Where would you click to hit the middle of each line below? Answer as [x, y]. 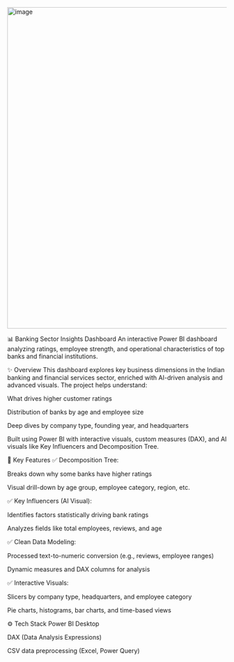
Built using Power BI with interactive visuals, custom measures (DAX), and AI [117, 439]
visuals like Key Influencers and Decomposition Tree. [83, 446]
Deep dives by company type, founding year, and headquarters [98, 425]
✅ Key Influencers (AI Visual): [49, 501]
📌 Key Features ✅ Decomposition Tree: [63, 460]
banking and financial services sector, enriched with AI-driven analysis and [115, 378]
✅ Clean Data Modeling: [42, 542]
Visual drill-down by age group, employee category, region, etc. [99, 487]
